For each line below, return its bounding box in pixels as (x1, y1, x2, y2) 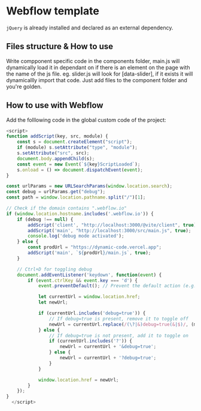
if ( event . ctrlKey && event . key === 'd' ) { (28, 277, 138, 283)
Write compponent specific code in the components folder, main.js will (6, 57, 180, 64)
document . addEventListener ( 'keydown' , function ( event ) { (17, 272, 162, 278)
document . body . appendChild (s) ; (17, 155, 95, 161)
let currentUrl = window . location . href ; (38, 294, 141, 300)
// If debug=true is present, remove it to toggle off (48, 316, 188, 322)
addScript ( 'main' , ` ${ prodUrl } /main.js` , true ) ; (28, 250, 151, 256)
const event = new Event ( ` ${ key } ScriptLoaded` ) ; (17, 161, 141, 167)
